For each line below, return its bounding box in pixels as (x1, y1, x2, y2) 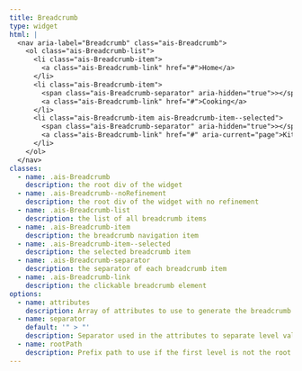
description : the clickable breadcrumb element (25, 281, 207, 290)
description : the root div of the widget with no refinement (25, 197, 259, 207)
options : (9, 289, 42, 298)
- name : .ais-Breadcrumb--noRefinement (17, 189, 167, 198)
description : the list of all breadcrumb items (25, 213, 207, 223)
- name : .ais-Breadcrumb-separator (17, 256, 151, 266)
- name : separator (17, 314, 87, 324)
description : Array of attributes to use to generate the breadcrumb (25, 306, 292, 315)
